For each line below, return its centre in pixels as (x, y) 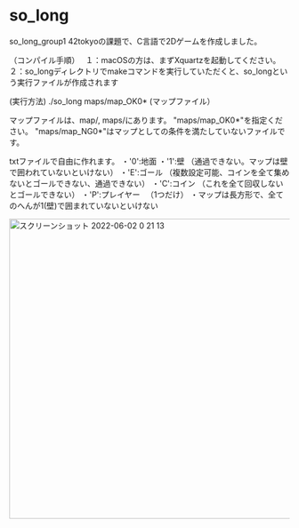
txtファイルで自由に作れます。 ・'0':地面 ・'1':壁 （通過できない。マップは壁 (149, 161)
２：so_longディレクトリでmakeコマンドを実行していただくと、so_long (141, 71)
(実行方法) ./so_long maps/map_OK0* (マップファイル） (112, 101)
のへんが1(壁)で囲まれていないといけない (84, 205)
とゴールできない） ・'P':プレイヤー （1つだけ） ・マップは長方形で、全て (146, 194)
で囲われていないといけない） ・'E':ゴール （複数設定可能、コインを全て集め (149, 172)
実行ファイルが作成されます (67, 82)
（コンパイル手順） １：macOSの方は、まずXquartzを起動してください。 (145, 60)
